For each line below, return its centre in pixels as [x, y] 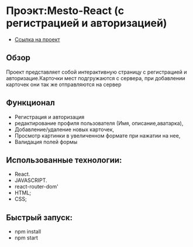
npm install [28, 232]
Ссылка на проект [37, 39]
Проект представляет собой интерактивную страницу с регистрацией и [96, 72]
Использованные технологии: [64, 160]
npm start [26, 238]
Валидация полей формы [46, 142]
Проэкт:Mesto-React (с [65, 11]
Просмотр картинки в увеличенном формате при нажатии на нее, [97, 135]
